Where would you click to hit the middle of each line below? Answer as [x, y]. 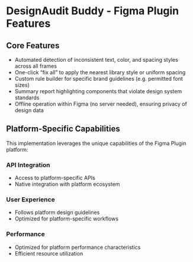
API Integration [28, 165]
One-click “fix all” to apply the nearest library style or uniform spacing [100, 72]
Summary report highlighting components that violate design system [98, 91]
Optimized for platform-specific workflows [67, 219]
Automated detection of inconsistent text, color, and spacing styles [96, 60]
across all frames [36, 66]
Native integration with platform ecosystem [67, 184]
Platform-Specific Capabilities [63, 129]
